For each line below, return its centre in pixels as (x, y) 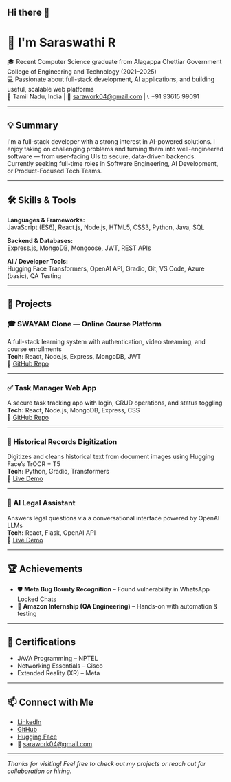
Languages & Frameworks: (46, 220)
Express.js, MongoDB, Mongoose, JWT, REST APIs (79, 248)
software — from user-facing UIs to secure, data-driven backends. (101, 156)
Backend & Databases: (40, 240)
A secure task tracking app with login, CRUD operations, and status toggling (115, 403)
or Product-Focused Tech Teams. (55, 171)
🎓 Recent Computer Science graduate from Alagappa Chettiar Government (114, 62)
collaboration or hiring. (40, 771)
